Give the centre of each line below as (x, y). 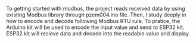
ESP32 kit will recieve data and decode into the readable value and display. (98, 34)
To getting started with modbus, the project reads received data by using (96, 9)
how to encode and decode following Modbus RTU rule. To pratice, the (93, 21)
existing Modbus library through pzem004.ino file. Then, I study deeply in (96, 15)
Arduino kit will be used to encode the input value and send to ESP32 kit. (95, 27)
